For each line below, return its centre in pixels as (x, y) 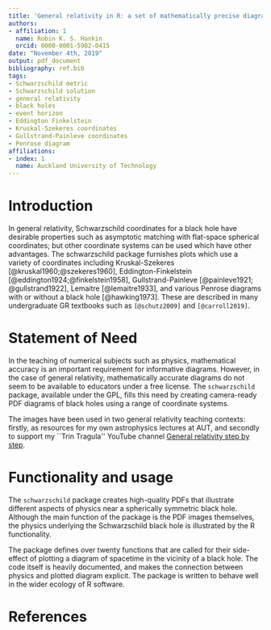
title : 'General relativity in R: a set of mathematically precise (124, 16)
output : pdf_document (45, 61)
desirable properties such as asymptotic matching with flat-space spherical (134, 237)
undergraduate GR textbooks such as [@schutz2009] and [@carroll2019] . (129, 306)
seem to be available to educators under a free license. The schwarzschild (132, 386)
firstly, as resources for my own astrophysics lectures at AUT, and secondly (134, 428)
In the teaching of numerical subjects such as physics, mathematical (122, 361)
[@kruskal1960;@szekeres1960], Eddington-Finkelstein (100, 271)
